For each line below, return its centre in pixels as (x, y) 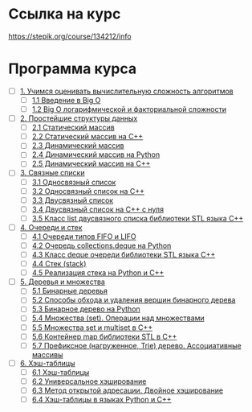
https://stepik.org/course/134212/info (70, 36)
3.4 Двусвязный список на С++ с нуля (98, 209)
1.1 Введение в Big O (66, 100)
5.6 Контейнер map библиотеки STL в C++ (104, 336)
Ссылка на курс (65, 14)
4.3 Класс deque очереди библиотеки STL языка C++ (124, 255)
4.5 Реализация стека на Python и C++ (98, 273)
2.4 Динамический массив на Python (96, 154)
